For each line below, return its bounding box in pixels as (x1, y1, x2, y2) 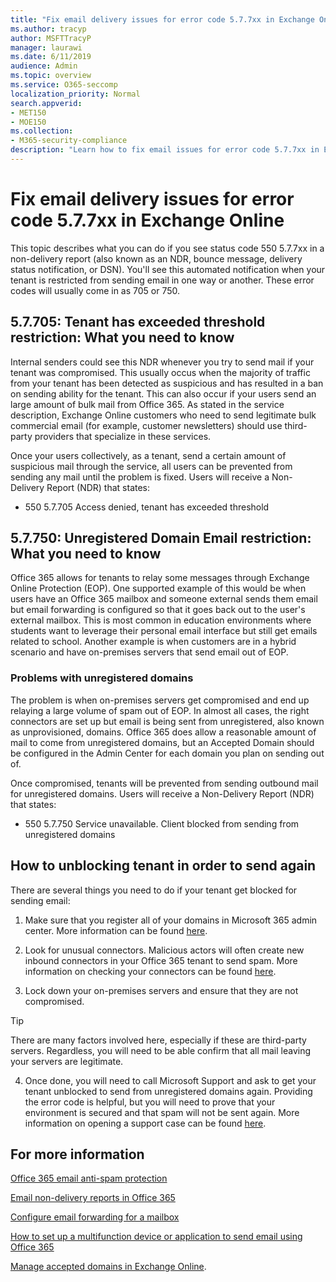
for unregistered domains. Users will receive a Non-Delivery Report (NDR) (10, 787, 315, 800)
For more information (10, 1146, 145, 1163)
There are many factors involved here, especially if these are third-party (10, 1034, 307, 1046)
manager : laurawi (10, 42, 83, 53)
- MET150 (10, 107, 47, 118)
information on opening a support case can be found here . (24, 1117, 267, 1129)
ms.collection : (10, 126, 74, 136)
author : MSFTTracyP (10, 33, 92, 43)
